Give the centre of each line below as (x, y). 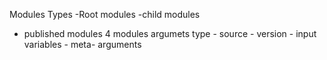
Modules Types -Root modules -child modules (105, 14)
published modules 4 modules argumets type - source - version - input (170, 33)
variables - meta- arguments (82, 44)
